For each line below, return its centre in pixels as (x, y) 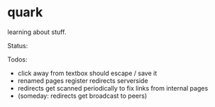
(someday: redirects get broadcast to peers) (82, 96)
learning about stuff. (37, 32)
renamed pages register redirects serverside (83, 80)
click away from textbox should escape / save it (87, 73)
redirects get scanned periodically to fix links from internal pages (113, 88)
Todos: (17, 59)
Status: (18, 45)
